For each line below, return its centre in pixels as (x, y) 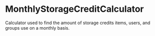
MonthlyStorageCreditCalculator (75, 9)
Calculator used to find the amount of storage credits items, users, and (78, 23)
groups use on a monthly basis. (37, 28)
